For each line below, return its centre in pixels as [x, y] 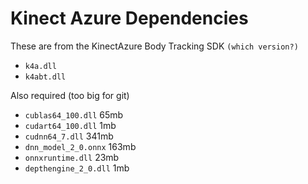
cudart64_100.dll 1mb [70, 125]
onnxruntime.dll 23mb [72, 157]
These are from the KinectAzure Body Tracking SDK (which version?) [154, 46]
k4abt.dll [45, 77]
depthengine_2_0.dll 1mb [77, 168]
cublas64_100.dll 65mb [74, 114]
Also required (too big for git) [70, 95]
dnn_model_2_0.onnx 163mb [80, 146]
